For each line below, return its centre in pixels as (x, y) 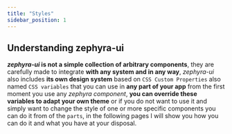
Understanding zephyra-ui (66, 48)
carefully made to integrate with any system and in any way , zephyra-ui (111, 72)
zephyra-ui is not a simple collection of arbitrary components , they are (111, 65)
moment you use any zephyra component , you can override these (102, 94)
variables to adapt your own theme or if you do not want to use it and (107, 102)
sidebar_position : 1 (37, 20)
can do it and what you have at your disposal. (72, 123)
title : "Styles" (30, 13)
